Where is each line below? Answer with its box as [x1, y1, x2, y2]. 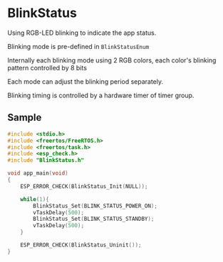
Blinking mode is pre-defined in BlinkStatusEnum [7, 42, 150, 50]
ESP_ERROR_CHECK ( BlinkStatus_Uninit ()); [20, 241, 142, 249]
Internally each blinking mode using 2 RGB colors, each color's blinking [7, 55, 217, 65]
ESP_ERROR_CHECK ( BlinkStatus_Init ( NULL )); [20, 182, 148, 190]
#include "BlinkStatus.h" [7, 157, 84, 164]
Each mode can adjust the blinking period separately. [7, 77, 164, 86]
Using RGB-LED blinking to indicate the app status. [7, 28, 157, 37]
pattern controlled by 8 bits [7, 63, 88, 72]
